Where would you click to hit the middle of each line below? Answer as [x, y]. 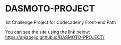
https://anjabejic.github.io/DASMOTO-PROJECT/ [55, 37]
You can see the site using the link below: [48, 32]
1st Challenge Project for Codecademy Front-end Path [60, 22]
